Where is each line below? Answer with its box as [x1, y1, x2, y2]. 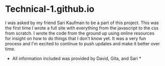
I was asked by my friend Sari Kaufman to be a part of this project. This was [5, 20, 159, 26]
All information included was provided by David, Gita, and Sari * [12, 55, 141, 61]
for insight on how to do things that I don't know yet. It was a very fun [5, 35, 146, 41]
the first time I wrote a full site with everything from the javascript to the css [5, 25, 159, 31]
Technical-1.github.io [5, 3, 95, 15]
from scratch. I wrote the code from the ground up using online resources [5, 30, 155, 36]
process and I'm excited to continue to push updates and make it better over [5, 40, 160, 46]
